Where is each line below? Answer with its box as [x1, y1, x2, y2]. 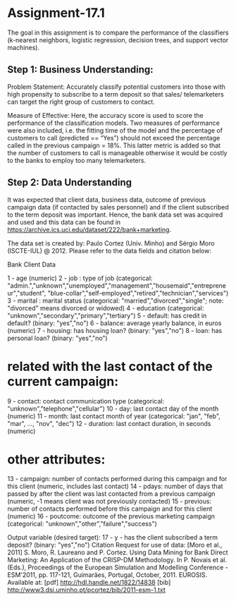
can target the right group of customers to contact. [7, 97, 155, 106]
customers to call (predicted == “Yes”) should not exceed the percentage [7, 133, 221, 142]
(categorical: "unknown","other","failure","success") [7, 520, 157, 528]
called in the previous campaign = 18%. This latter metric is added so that [7, 141, 221, 150]
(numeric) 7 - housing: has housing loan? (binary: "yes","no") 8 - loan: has [7, 326, 223, 334]
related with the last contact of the [7, 358, 213, 375]
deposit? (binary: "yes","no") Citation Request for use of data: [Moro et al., [7, 541, 223, 550]
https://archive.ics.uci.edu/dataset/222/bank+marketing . [7, 225, 171, 233]
